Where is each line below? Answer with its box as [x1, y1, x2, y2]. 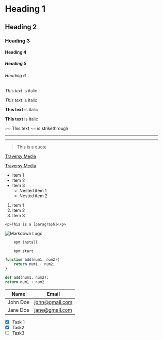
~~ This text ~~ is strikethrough [5, 125, 69, 131]
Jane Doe [7, 306, 30, 313]
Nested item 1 [19, 187, 47, 193]
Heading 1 [5, 3, 46, 15]
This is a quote [16, 144, 47, 150]
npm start [14, 249, 34, 254]
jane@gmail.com [34, 306, 73, 313]
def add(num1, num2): [5, 275, 49, 280]
